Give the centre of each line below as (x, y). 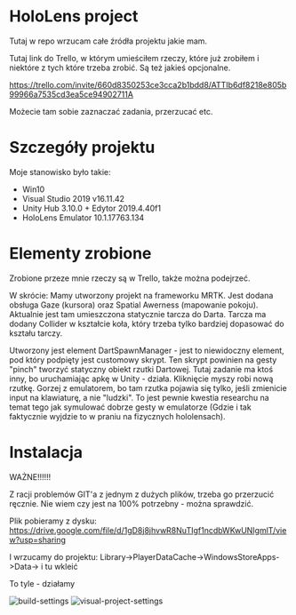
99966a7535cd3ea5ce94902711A (71, 94)
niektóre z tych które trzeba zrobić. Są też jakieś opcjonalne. (120, 68)
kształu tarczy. (36, 333)
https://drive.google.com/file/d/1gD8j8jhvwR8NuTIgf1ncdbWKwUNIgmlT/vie (148, 530)
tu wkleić (61, 566)
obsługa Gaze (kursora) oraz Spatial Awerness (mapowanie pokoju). (134, 305)
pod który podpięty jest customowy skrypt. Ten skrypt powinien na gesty (143, 359)
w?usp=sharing (38, 539)
